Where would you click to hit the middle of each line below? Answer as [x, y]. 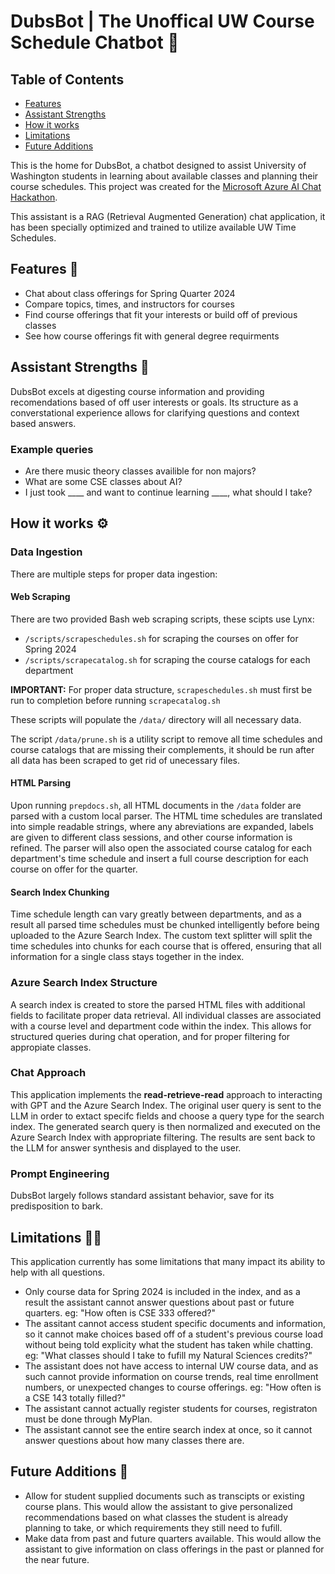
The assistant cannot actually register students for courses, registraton [171, 1408]
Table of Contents [67, 79]
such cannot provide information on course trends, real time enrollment [171, 1376]
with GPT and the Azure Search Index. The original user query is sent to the [166, 1105]
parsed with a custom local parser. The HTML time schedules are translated [166, 816]
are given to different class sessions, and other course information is [151, 837]
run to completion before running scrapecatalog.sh [115, 700]
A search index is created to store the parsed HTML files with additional [158, 1004]
